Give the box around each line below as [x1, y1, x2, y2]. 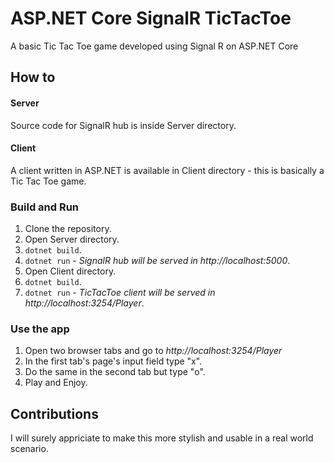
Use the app [10, 322, 70, 336]
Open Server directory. [24, 233, 120, 246]
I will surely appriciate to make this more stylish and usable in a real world [10, 432, 314, 444]
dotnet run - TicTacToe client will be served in [24, 287, 216, 299]
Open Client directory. [24, 265, 117, 277]
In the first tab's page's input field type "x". [24, 355, 203, 367]
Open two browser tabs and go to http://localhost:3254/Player [24, 345, 283, 357]
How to [10, 69, 56, 86]
